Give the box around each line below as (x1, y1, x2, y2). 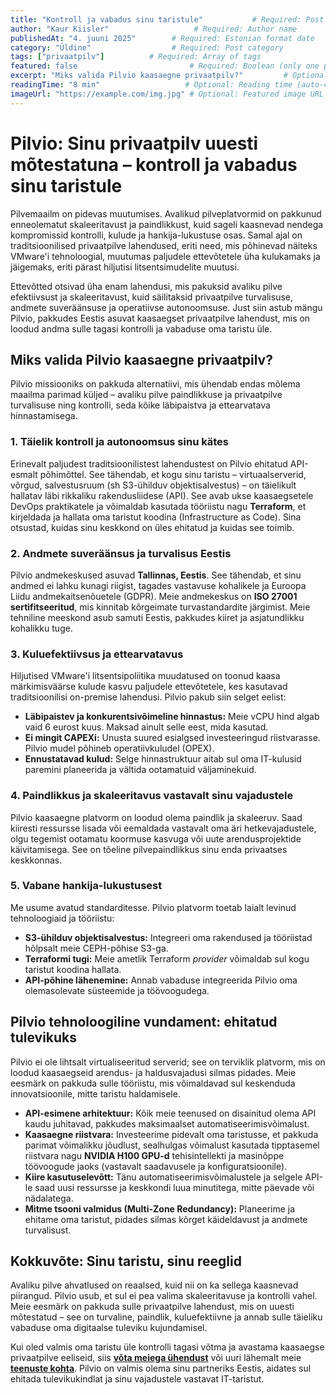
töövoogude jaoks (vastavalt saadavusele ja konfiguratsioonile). (24, 1160, 288, 1172)
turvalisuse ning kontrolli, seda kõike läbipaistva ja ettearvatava (10, 399, 271, 411)
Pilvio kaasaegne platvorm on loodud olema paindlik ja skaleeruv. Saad (10, 811, 303, 823)
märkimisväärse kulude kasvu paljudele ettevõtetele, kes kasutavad (10, 681, 288, 693)
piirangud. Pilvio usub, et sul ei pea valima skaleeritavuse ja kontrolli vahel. (10, 1290, 318, 1302)
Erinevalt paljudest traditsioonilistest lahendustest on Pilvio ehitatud (10, 457, 288, 470)
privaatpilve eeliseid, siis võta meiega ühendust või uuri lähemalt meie (10, 1352, 302, 1364)
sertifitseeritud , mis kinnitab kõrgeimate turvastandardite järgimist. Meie (10, 601, 311, 613)
